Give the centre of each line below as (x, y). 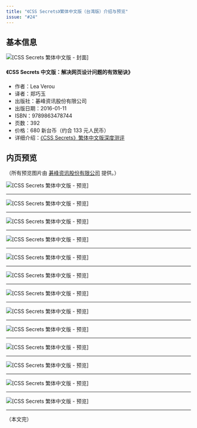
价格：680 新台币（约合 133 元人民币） (62, 130)
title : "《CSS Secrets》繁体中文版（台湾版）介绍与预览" (67, 11)
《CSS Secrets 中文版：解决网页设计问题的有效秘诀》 (70, 72)
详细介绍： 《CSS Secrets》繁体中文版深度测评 (69, 137)
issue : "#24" (22, 17)
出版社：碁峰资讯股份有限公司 (50, 101)
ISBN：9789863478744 (43, 116)
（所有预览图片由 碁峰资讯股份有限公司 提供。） (63, 173)
